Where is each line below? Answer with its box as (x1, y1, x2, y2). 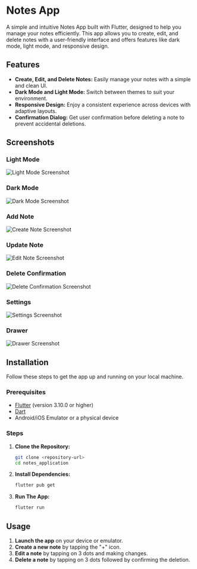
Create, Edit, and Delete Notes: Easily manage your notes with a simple (14, 75, 192, 82)
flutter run (14, 504, 45, 511)
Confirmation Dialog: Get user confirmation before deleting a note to (14, 114, 185, 121)
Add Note (6, 212, 35, 221)
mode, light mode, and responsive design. (6, 42, 110, 50)
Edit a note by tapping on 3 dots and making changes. (14, 549, 148, 556)
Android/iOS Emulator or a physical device (14, 414, 119, 421)
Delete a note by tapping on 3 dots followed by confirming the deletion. (14, 556, 190, 563)
